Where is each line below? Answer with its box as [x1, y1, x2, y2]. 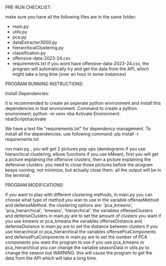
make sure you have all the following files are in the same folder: [5, 14, 136, 19]
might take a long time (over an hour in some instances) [12, 71, 126, 77]
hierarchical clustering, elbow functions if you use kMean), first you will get [5, 151, 159, 157]
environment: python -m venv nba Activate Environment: [5, 111, 120, 117]
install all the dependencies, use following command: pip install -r [5, 131, 139, 136]
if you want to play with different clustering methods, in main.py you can [5, 192, 153, 197]
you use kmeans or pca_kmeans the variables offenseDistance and [5, 218, 142, 224]
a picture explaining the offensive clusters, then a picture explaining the [5, 156, 151, 162]
